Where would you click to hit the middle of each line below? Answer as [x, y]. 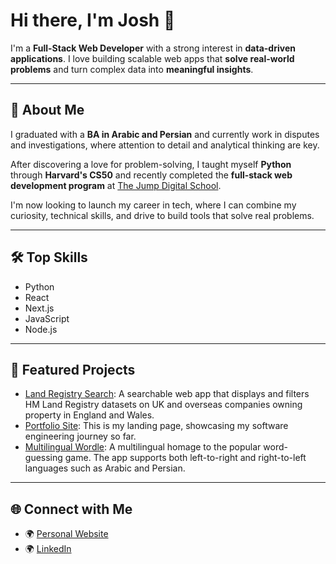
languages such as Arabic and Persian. [105, 468]
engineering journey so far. [80, 436]
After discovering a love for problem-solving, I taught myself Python [151, 164]
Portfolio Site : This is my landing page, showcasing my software [156, 426]
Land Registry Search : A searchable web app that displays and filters [167, 394]
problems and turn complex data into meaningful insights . [132, 69]
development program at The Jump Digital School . [116, 185]
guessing [43, 458]
